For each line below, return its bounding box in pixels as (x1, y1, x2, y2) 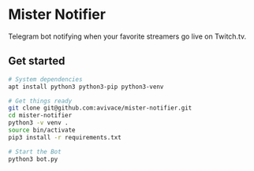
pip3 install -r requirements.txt (8, 133, 122, 141)
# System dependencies (8, 75, 83, 84)
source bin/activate (8, 126, 77, 134)
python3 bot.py (8, 155, 58, 163)
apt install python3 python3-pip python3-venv (8, 83, 164, 91)
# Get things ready (8, 97, 73, 105)
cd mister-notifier (8, 112, 73, 120)
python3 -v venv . (8, 119, 69, 127)
